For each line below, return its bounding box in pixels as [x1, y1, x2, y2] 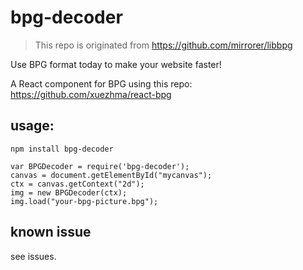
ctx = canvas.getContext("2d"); [10, 179, 145, 189]
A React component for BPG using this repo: [10, 77, 193, 90]
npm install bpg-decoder [10, 144, 114, 154]
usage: [10, 117, 55, 135]
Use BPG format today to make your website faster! [10, 58, 222, 70]
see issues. [10, 250, 57, 262]
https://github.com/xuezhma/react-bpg [10, 88, 172, 100]
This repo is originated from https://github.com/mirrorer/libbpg [34, 39, 293, 51]
